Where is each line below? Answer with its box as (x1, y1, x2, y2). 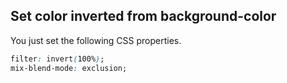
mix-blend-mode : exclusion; (10, 63, 128, 73)
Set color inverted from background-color (10, 8, 277, 25)
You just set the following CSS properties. (10, 34, 182, 46)
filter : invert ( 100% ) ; (10, 54, 105, 64)
